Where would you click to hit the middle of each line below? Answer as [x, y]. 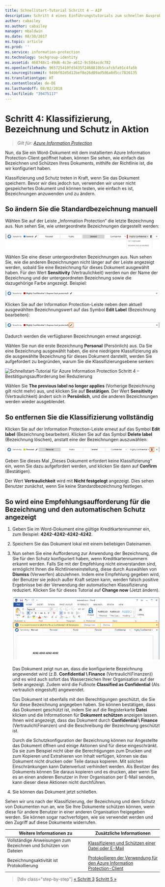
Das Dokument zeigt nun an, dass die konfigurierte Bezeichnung [77, 668]
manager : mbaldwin [24, 31]
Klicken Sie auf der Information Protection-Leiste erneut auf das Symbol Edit [82, 429]
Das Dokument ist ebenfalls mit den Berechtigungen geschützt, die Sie [84, 699]
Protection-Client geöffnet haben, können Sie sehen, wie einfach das [75, 157]
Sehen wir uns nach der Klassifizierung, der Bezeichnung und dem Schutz [80, 801]
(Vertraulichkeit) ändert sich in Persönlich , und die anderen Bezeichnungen [82, 396]
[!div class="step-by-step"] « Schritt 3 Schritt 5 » [67, 879]
